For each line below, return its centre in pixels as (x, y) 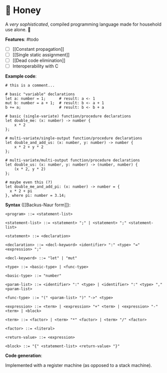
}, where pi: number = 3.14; (36, 196)
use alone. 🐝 (18, 29)
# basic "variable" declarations (40, 94)
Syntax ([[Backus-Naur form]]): (38, 205)
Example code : (21, 76)
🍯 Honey (23, 10)
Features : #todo (22, 39)
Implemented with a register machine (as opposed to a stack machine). (78, 365)
